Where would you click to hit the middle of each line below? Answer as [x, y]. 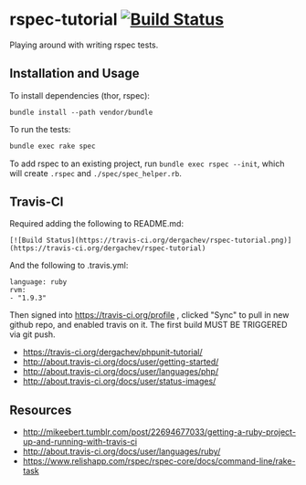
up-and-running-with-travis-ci [80, 442]
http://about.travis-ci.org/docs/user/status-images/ [119, 381]
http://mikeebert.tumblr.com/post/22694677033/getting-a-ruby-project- [159, 432]
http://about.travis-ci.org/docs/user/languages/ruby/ [121, 451]
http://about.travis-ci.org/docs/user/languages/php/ [121, 372]
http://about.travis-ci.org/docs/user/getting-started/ [121, 362]
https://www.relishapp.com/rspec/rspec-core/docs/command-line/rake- [159, 461]
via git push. [33, 334]
